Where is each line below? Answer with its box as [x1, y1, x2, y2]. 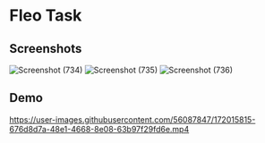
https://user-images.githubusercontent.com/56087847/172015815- [9, 114, 256, 125]
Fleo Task [9, 5, 82, 26]
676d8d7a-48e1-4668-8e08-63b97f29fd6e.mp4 [9, 123, 190, 134]
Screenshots [9, 41, 82, 56]
